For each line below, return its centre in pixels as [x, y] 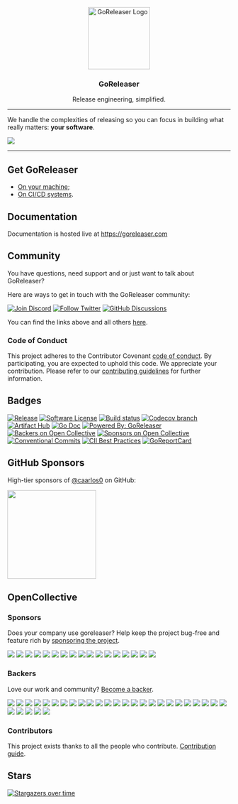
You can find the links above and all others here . [78, 322]
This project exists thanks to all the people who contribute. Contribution [112, 746]
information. [25, 379]
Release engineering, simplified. [119, 99]
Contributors [30, 730]
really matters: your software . [51, 127]
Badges [24, 401]
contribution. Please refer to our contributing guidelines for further [104, 371]
